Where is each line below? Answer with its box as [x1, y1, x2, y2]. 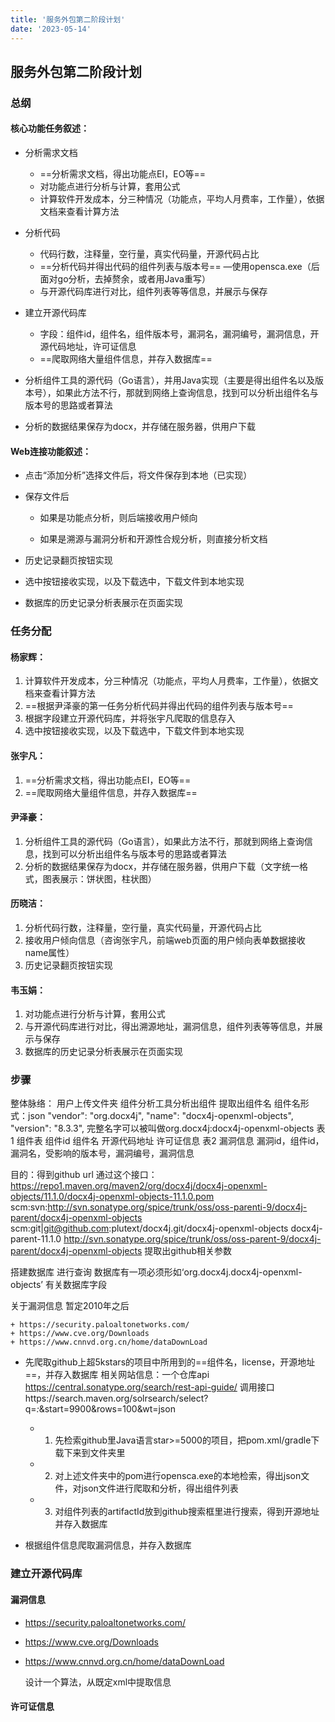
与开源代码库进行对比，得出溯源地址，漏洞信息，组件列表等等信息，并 [24, 1021, 315, 1033]
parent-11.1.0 [10, 1233, 62, 1245]
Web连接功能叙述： [10, 445, 92, 457]
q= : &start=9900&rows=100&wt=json [24, 1403, 176, 1415]
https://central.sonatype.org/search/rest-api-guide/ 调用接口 [24, 1381, 275, 1393]
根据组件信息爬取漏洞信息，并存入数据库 [24, 1539, 192, 1551]
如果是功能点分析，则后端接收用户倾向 [39, 512, 198, 524]
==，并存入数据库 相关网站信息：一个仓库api [24, 1369, 210, 1381]
